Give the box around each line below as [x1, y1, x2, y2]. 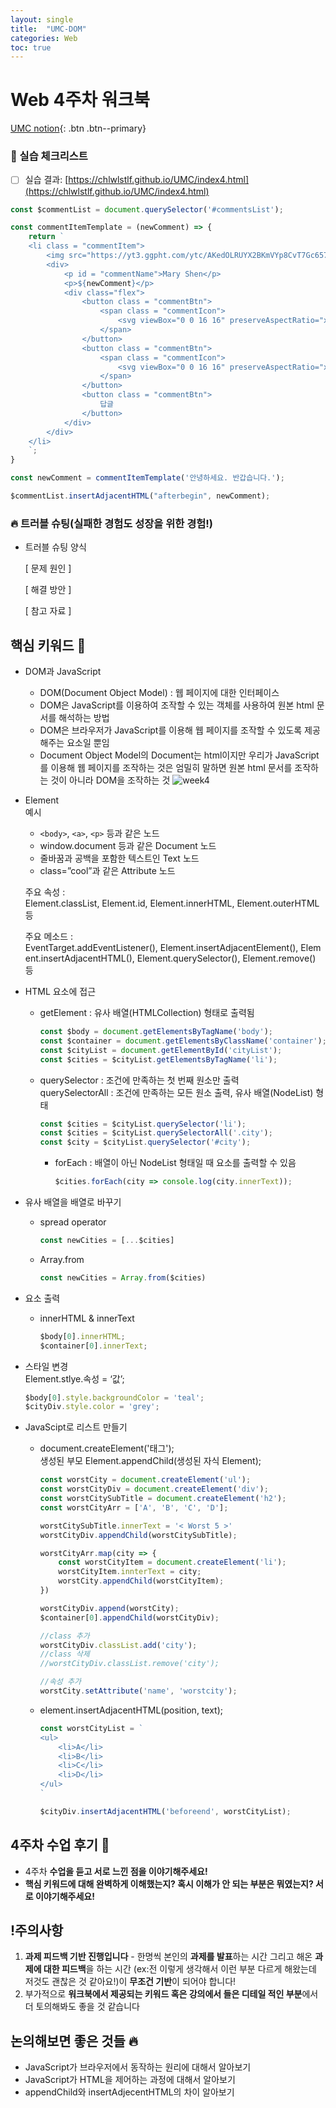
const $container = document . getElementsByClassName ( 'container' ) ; [39, 1036, 327, 1046]
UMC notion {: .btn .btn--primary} [10, 122, 147, 135]
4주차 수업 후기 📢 [10, 1837, 110, 1854]
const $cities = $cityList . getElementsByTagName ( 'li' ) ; [39, 1054, 278, 1065]
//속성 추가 [39, 1677, 82, 1687]
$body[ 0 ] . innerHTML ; [39, 1331, 126, 1341]
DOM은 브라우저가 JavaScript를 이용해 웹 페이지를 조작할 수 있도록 [39, 724, 303, 736]
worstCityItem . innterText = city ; [58, 1567, 202, 1577]
